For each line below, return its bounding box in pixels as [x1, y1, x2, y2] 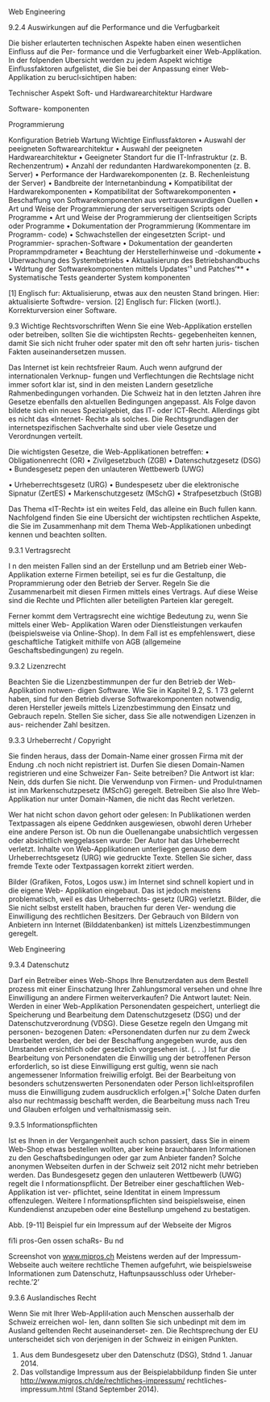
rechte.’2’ [8, 1277, 40, 1286]
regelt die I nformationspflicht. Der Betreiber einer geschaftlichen [8, 1179, 225, 1188]
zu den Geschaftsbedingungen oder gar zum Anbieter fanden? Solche [8, 1153, 242, 1163]
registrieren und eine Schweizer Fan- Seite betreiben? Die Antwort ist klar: [8, 768, 255, 778]
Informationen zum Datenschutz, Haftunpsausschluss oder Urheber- [8, 1269, 236, 1278]
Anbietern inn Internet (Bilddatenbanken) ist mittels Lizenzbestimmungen [8, 920, 251, 929]
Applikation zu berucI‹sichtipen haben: [8, 73, 137, 82]
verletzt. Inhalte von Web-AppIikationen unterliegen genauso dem [8, 844, 227, 854]
